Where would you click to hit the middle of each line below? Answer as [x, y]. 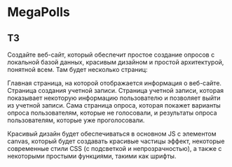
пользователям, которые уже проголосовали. [76, 120]
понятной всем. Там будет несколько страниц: [77, 70]
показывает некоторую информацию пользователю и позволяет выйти [114, 98]
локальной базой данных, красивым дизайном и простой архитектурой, [116, 62]
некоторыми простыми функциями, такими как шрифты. [92, 156]
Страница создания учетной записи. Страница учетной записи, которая [116, 90]
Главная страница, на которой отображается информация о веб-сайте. [115, 83]
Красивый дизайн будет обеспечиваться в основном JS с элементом [112, 134]
